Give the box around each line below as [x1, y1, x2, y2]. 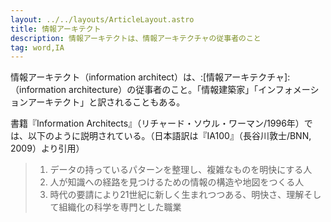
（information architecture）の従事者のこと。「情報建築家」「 [10, 84, 259, 96]
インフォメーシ [258, 84, 320, 96]
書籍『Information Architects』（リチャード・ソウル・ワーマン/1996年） [10, 117, 305, 130]
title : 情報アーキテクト [10, 24, 102, 34]
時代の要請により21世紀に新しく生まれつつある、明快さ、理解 [49, 189, 305, 201]
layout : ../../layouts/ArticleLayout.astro [10, 14, 195, 25]
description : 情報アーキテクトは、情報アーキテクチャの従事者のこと [10, 33, 262, 43]
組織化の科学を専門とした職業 [58, 201, 182, 213]
